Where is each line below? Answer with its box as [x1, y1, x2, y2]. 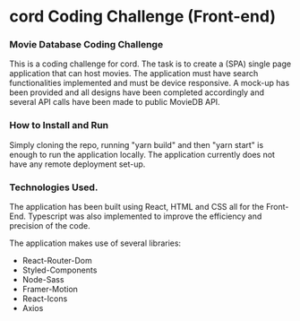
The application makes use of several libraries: [9, 238, 182, 248]
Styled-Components [21, 265, 98, 275]
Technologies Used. [9, 181, 99, 194]
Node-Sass [21, 274, 64, 285]
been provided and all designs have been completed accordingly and [9, 87, 264, 98]
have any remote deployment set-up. [9, 159, 146, 169]
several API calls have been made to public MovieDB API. [9, 97, 221, 108]
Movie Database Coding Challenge [9, 39, 164, 51]
